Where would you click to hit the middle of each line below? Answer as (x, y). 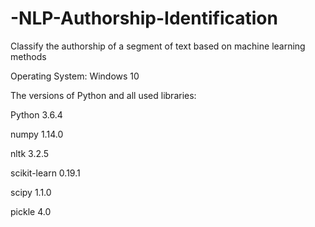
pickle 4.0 (31, 211)
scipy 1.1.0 (31, 192)
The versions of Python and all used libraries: (103, 95)
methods (28, 56)
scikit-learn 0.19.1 (45, 173)
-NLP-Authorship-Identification (144, 18)
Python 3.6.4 (36, 114)
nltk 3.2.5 (30, 153)
